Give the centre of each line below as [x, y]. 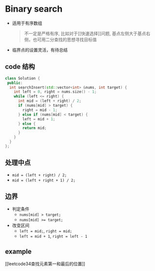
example [18, 251]
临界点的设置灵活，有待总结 [40, 50]
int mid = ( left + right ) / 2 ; [50, 101]
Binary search [34, 9]
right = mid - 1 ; [40, 110]
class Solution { [23, 78]
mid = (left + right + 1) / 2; [44, 180]
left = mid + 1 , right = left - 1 [53, 236]
